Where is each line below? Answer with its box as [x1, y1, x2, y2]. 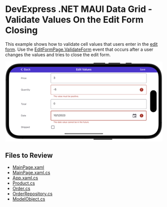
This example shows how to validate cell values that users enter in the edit [5, 41, 158, 47]
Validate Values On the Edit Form [5, 14, 144, 25]
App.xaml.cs [12, 175, 38, 181]
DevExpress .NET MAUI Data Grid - [5, 3, 153, 15]
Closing [5, 25, 38, 36]
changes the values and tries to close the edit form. [5, 51, 111, 58]
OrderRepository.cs [12, 191, 53, 197]
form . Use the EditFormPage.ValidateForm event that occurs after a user [5, 46, 154, 52]
